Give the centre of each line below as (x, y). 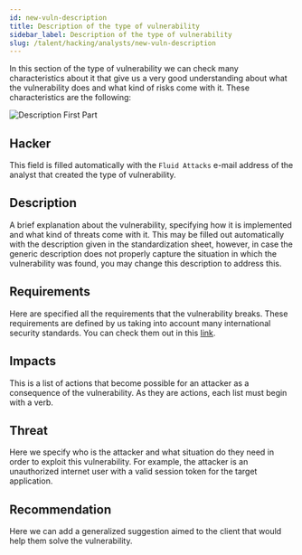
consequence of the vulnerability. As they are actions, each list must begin (148, 392)
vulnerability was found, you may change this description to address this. (146, 263)
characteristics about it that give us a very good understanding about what (148, 79)
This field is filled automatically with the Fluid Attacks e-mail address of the (151, 165)
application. (31, 481)
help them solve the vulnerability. (71, 541)
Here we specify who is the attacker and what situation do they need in (142, 452)
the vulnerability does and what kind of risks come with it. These (130, 88)
